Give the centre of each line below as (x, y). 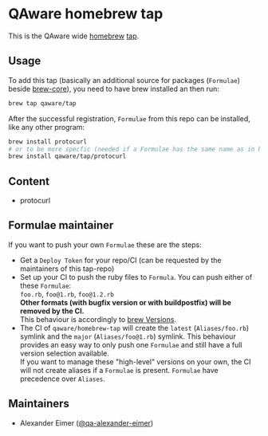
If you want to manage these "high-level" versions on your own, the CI (135, 361)
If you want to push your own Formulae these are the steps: (105, 245)
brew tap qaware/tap (43, 103)
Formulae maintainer (61, 225)
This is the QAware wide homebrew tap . (74, 36)
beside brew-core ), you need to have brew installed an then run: (114, 88)
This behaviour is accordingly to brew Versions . (98, 319)
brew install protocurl (48, 141)
